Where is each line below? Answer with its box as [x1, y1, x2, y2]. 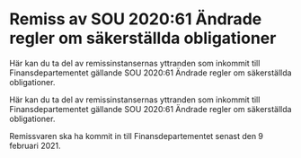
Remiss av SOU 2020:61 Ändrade [9, 9, 262, 30]
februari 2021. [9, 140, 61, 151]
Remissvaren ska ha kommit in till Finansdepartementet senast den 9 [9, 130, 263, 141]
